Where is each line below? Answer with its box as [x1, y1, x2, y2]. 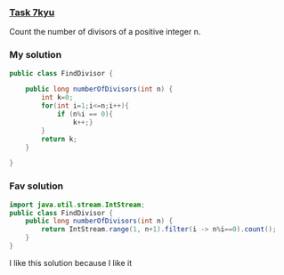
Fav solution [9, 180, 64, 192]
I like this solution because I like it [9, 257, 132, 268]
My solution [9, 49, 62, 61]
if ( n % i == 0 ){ [56, 109, 114, 119]
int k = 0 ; [41, 93, 74, 102]
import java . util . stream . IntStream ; [9, 200, 145, 209]
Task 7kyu [9, 6, 55, 19]
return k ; [41, 134, 77, 143]
